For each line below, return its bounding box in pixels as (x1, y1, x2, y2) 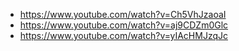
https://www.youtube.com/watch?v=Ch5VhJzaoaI (19, 9, 227, 20)
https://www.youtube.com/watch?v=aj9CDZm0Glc (19, 19, 229, 31)
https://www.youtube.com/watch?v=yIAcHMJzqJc (19, 30, 228, 41)
